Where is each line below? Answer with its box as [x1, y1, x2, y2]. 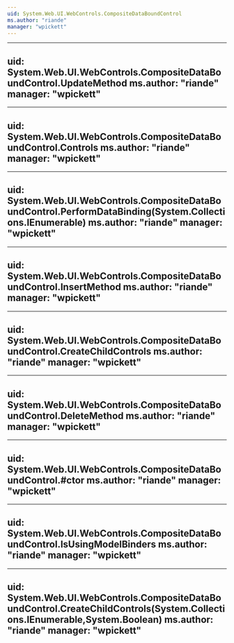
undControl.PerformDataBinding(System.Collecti [7, 206, 226, 218]
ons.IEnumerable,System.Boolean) [7, 614, 162, 626]
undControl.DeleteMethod [7, 410, 124, 421]
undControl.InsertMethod [7, 281, 122, 293]
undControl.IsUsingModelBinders [7, 539, 157, 550]
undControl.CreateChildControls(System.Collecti [7, 603, 225, 615]
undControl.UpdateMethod [7, 77, 127, 89]
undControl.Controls [7, 141, 99, 153]
